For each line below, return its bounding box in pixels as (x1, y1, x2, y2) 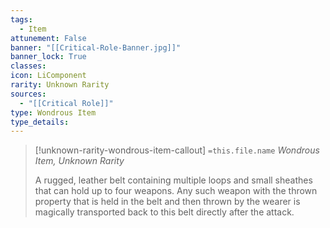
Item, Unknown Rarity (34, 155, 125, 167)
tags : (10, 14, 33, 25)
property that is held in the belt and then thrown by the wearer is (34, 196, 301, 208)
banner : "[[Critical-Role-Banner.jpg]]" (10, 42, 182, 53)
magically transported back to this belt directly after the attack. (34, 206, 295, 218)
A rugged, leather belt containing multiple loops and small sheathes (34, 174, 313, 186)
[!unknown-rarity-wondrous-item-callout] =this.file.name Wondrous (34, 144, 320, 156)
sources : (10, 89, 47, 99)
